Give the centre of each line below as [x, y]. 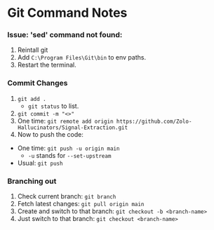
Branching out [32, 181]
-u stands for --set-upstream [69, 155]
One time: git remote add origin [65, 121]
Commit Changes [38, 83]
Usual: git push [40, 163]
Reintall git [33, 50]
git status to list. [53, 106]
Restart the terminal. [47, 65]
